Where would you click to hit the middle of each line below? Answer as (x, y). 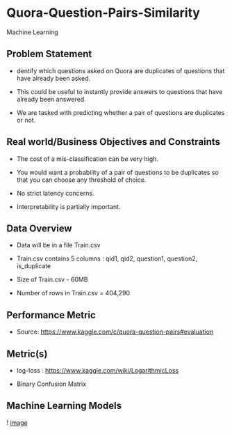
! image (17, 422)
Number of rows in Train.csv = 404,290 (73, 293)
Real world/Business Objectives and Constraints (113, 142)
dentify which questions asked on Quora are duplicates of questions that (121, 70)
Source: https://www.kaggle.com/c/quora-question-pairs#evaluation (115, 332)
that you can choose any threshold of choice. (81, 180)
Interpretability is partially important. (68, 206)
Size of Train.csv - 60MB (52, 279)
